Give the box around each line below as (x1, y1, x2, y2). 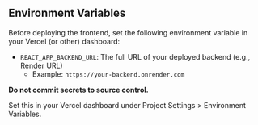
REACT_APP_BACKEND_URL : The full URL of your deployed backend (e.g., (19, 52, 251, 61)
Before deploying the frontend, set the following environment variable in (8, 27, 248, 37)
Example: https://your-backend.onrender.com (32, 69, 185, 79)
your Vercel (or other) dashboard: (8, 36, 121, 46)
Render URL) (19, 60, 63, 70)
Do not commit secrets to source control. (8, 85, 150, 94)
